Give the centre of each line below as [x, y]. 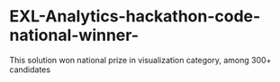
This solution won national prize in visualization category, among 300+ [140, 60]
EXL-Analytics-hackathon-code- [135, 16]
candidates [30, 70]
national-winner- [74, 35]
